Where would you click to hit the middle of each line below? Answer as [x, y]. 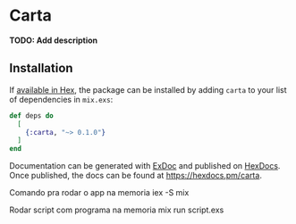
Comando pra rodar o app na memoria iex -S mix [99, 193]
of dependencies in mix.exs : [61, 99]
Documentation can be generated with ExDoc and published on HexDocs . [145, 166]
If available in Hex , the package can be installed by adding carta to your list [148, 89]
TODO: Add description [54, 40]
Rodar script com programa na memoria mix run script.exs [117, 210]
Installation [41, 68]
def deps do [31, 116]
